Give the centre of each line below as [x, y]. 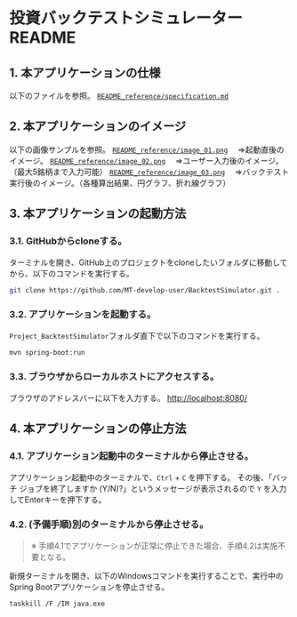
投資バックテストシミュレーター [126, 18]
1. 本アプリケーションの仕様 [85, 72]
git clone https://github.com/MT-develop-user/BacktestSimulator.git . [144, 290]
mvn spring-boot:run [48, 352]
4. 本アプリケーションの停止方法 [98, 429]
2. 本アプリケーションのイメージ [98, 127]
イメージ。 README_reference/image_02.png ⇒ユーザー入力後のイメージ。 [147, 160]
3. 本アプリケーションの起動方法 [98, 214]
